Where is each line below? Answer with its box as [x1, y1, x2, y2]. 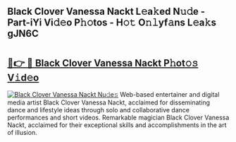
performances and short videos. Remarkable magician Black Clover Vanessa [7, 113, 230, 122]
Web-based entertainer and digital [119, 90, 220, 98]
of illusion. [7, 129, 37, 136]
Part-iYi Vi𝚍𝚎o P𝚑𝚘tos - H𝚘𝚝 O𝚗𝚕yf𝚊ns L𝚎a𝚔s [7, 17, 217, 29]
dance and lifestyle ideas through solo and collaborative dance [7, 106, 190, 114]
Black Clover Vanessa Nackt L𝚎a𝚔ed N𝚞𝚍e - [7, 6, 206, 18]
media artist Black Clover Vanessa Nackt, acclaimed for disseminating [7, 98, 210, 107]
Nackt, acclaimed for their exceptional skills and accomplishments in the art [7, 121, 227, 129]
